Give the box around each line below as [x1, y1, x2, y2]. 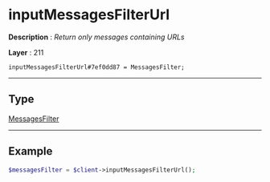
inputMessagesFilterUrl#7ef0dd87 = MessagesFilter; [8, 63, 185, 71]
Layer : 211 [8, 47, 44, 57]
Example [8, 144, 53, 158]
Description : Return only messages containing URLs [8, 32, 185, 42]
